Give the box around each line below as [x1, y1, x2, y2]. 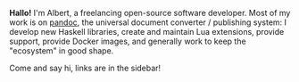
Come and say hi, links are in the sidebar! [9, 62, 162, 73]
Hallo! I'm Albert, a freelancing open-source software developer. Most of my [9, 8, 291, 18]
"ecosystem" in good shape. [9, 45, 114, 56]
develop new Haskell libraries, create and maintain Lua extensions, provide [9, 27, 285, 37]
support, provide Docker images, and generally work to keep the [9, 36, 247, 46]
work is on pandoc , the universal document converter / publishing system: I [9, 17, 287, 28]
